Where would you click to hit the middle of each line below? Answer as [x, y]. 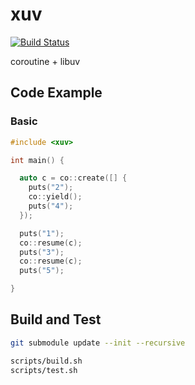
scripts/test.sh [44, 370]
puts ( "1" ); [42, 233]
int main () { [37, 160]
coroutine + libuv [45, 61]
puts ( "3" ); [42, 252]
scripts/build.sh [46, 361]
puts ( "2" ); [51, 188]
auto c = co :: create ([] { [73, 178]
